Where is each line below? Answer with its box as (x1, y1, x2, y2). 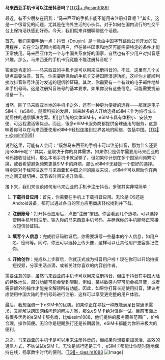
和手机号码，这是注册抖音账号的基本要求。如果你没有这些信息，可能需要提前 (5, 86, 160, 91)
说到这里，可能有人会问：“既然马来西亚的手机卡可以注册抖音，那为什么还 (5, 142, 154, 148)
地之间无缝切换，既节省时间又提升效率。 (5, 173, 87, 179)
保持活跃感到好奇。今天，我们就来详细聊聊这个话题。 (13, 28, 121, 33)
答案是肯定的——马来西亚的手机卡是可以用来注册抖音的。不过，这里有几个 (5, 67, 156, 73)
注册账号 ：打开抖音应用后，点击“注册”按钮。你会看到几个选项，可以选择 (12, 211, 159, 216)
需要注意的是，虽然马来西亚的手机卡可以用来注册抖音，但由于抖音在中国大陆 (5, 273, 160, 279)
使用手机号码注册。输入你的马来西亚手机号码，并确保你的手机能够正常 (12, 217, 155, 223)
